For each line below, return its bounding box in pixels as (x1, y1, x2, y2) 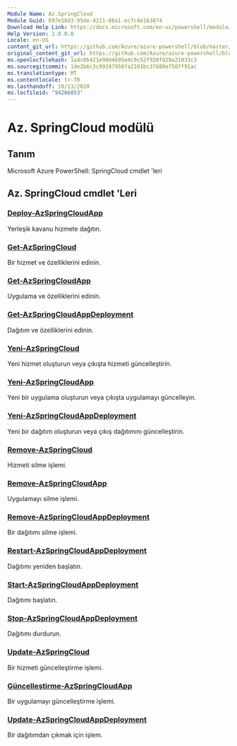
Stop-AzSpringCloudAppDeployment (7, 614, 138, 623)
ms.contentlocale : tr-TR (7, 76, 80, 84)
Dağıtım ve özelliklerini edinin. (7, 326, 94, 334)
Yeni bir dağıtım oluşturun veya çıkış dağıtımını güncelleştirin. (7, 427, 185, 435)
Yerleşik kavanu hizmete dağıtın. (7, 224, 102, 233)
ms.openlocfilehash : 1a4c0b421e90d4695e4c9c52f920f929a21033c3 (7, 57, 197, 64)
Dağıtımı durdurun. (7, 629, 62, 638)
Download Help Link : (7, 23, 68, 30)
